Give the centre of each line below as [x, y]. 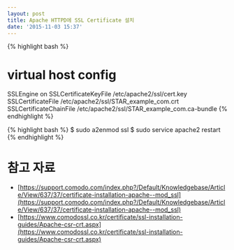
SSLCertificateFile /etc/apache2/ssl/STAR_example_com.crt [93, 101]
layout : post [26, 14]
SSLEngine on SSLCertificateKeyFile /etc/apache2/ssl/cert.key [97, 94]
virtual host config [62, 75]
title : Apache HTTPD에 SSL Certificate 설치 [71, 20]
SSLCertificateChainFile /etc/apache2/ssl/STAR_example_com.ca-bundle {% [118, 109]
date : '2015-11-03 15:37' [45, 27]
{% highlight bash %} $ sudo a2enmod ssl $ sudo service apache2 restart [114, 130]
